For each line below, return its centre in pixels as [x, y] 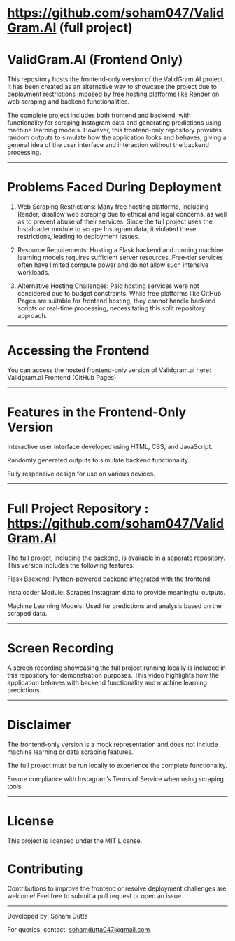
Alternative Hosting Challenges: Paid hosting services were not [108, 286]
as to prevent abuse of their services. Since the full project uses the [115, 221]
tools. [15, 786]
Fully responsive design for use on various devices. [81, 474]
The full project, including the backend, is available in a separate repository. [116, 558]
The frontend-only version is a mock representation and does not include [113, 744]
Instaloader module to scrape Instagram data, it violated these [107, 229]
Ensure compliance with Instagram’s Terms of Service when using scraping [115, 778]
